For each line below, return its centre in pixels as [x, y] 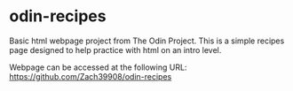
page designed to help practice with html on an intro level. [115, 49]
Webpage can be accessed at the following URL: [98, 67]
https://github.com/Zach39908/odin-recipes [91, 76]
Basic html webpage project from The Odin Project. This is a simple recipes [147, 41]
